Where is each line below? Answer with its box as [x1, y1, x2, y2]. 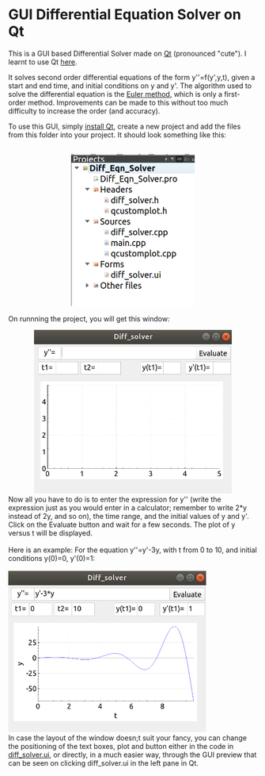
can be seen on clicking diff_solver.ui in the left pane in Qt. [8, 759, 199, 768]
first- [224, 89, 240, 98]
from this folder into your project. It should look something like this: [8, 129, 227, 140]
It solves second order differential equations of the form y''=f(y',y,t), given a [8, 72, 256, 82]
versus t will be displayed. [8, 528, 93, 538]
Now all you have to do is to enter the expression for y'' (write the [8, 494, 221, 505]
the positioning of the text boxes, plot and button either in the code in [8, 742, 234, 751]
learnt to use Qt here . [8, 57, 78, 67]
